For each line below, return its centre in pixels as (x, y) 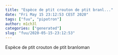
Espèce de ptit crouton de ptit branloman (48, 47)
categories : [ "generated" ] (33, 28)
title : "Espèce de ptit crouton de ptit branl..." (59, 10)
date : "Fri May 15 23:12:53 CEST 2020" (47, 14)
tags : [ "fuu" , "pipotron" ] (33, 19)
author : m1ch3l (21, 24)
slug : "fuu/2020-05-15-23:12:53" (40, 33)
